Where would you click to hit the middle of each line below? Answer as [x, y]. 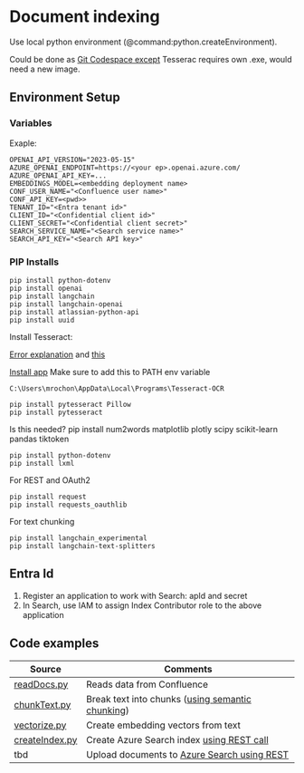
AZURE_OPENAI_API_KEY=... [58, 175]
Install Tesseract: [41, 336]
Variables [31, 123]
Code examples [54, 644]
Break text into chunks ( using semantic [168, 699]
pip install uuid [42, 320]
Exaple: [24, 143]
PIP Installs [34, 262]
